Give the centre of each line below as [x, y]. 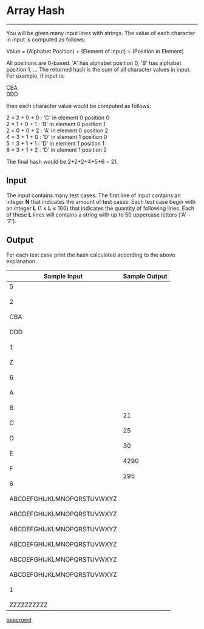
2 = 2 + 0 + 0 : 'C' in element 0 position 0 [58, 117]
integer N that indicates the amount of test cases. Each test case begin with [101, 201]
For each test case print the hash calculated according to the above [91, 255]
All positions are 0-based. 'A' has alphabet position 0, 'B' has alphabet [94, 63]
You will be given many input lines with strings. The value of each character [101, 33]
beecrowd [19, 620]
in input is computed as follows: [46, 39]
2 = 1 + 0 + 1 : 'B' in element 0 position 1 [56, 124]
